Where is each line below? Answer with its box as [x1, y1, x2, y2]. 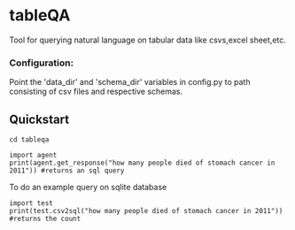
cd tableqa [9, 135, 50, 144]
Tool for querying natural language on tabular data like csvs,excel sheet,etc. [9, 34, 286, 45]
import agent [9, 151, 58, 160]
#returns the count [9, 214, 82, 224]
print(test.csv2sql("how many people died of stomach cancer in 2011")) [9, 207, 283, 216]
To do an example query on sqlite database [9, 182, 167, 193]
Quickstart [9, 111, 70, 126]
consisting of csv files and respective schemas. [9, 86, 183, 97]
